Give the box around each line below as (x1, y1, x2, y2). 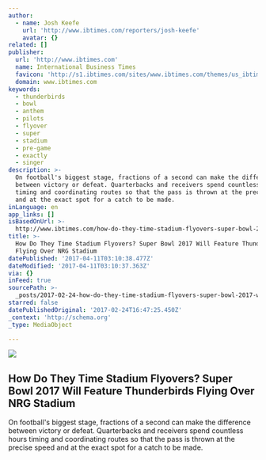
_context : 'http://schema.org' (8, 314, 112, 321)
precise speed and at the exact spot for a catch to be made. (8, 443, 203, 452)
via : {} (8, 269, 34, 277)
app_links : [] (8, 211, 55, 219)
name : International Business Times (15, 63, 136, 71)
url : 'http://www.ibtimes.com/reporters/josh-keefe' (22, 26, 200, 34)
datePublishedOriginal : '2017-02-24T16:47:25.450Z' (8, 306, 182, 314)
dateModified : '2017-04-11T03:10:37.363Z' (8, 262, 150, 270)
